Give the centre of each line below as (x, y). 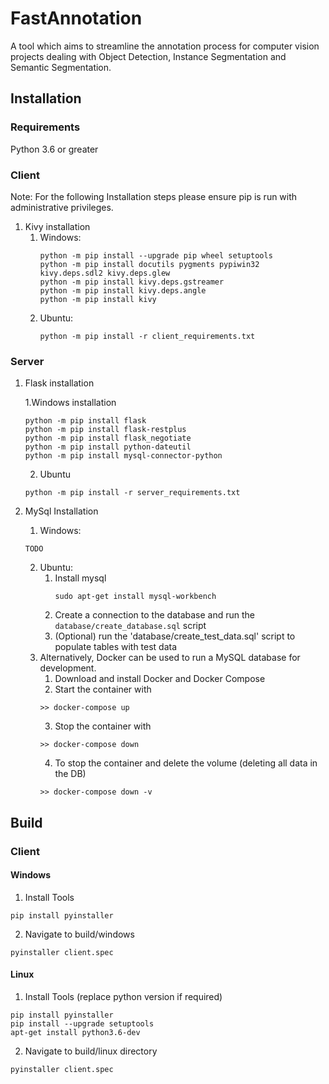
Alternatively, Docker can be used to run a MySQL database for (170, 658)
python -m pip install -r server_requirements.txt (132, 493)
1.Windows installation (70, 403)
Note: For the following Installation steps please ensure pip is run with (154, 196)
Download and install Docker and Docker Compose (160, 679)
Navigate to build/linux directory (91, 1051)
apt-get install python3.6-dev (75, 1032)
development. (68, 668)
